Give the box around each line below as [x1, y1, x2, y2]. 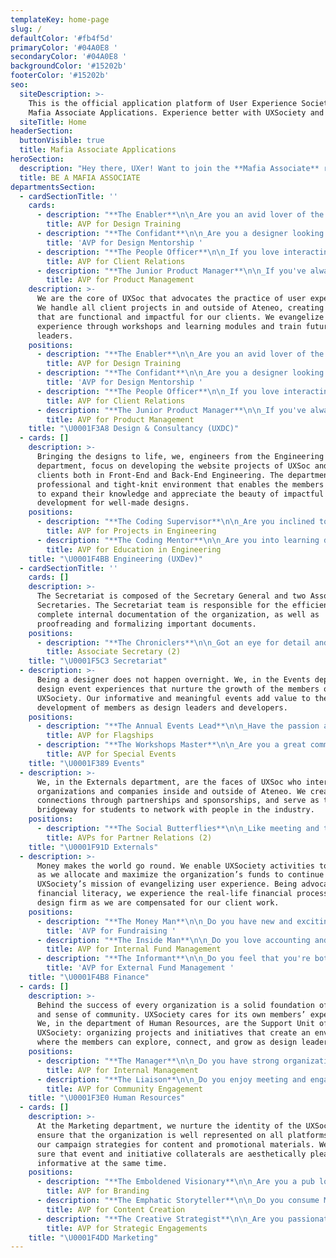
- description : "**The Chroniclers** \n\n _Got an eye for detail [36, 637, 311, 648]
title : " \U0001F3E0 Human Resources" [28, 1093, 186, 1103]
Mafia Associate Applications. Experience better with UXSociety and [28, 107, 325, 118]
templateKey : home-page [10, 14, 110, 25]
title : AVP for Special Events [46, 749, 177, 759]
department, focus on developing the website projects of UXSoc [36, 461, 311, 471]
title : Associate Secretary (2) [46, 647, 182, 657]
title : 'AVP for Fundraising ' [46, 926, 177, 936]
